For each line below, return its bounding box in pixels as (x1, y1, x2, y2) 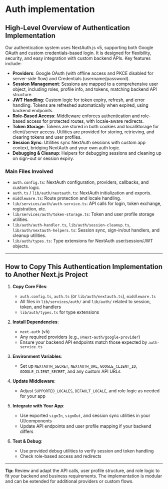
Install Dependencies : (12, 319, 59, 325)
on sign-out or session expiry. (12, 155, 74, 161)
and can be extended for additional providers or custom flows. (5, 478, 134, 484)
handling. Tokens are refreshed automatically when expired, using (12, 102, 148, 108)
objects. (12, 243, 29, 249)
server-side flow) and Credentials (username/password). (12, 76, 130, 81)
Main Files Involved (5, 168, 53, 175)
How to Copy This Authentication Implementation (5, 262, 163, 271)
